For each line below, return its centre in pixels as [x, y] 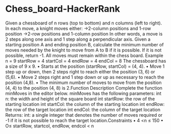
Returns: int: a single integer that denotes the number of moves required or [84, 115]
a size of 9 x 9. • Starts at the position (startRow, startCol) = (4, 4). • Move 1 [85, 66]
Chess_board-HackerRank [63, 9]
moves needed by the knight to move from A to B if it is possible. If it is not [83, 50]
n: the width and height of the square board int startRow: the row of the [80, 99]
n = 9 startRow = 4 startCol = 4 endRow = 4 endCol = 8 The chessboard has [86, 61]
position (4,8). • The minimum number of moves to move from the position [83, 83]
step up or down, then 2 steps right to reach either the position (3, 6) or [80, 71]
